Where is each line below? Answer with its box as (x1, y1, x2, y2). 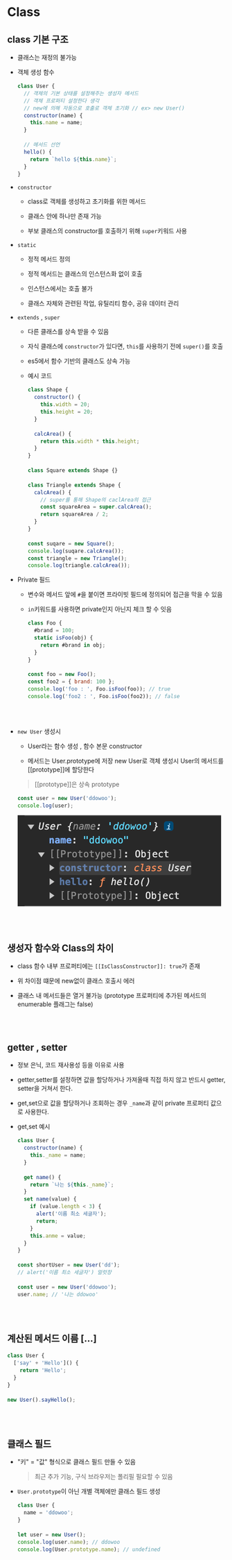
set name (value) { (24, 1196, 77, 1203)
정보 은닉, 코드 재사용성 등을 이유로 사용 (17, 1061, 125, 1069)
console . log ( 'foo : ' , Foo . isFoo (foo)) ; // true (27, 686, 171, 693)
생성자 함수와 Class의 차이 (7, 942, 114, 954)
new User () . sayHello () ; (7, 1396, 76, 1403)
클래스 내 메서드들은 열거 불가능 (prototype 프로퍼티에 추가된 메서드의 (17, 992, 206, 1000)
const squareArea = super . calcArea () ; (40, 504, 152, 511)
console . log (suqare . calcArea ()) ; (27, 548, 125, 554)
